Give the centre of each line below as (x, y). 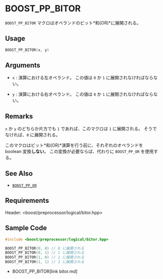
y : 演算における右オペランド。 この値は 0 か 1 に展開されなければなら (83, 94)
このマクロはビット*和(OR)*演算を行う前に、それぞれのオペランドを (74, 145)
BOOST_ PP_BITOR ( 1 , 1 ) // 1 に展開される (45, 262)
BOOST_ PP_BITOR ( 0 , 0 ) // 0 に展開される (45, 248)
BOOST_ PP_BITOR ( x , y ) (27, 50)
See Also (19, 173)
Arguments (23, 65)
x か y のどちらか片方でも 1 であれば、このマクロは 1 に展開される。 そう (79, 129)
